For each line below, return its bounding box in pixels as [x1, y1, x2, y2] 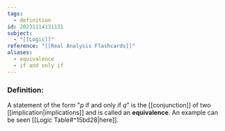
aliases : [7, 49, 33, 56]
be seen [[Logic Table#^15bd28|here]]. [7, 116, 119, 124]
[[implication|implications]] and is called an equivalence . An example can [7, 108, 218, 116]
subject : [7, 29, 33, 37]
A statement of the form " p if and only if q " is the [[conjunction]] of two [7, 100, 211, 109]
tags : [7, 10, 23, 17]
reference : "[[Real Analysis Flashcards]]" [7, 43, 136, 49]
